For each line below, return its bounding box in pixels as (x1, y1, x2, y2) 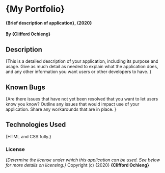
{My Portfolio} (5, 3, 65, 15)
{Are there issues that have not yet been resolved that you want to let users (5, 96, 158, 101)
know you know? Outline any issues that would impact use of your (5, 101, 139, 107)
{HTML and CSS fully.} (5, 133, 52, 139)
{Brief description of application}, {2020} (5, 20, 92, 25)
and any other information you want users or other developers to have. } (5, 69, 152, 74)
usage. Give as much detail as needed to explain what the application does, (5, 64, 159, 70)
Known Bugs (5, 83, 46, 91)
